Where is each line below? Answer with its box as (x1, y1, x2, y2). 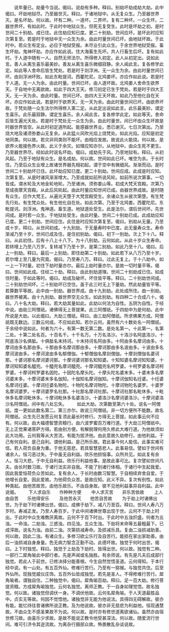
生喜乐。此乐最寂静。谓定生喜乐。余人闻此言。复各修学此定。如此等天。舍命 (5, 111, 164, 117)
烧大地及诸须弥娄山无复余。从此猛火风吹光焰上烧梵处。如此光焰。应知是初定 (5, 130, 164, 136)
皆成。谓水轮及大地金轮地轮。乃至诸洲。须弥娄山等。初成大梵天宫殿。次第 (5, 181, 159, 186)
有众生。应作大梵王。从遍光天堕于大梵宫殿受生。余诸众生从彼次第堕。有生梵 (5, 193, 164, 199)
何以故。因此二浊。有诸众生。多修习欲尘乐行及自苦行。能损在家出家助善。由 (5, 533, 164, 539)
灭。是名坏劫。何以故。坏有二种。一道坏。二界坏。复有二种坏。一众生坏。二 (5, 17, 164, 23)
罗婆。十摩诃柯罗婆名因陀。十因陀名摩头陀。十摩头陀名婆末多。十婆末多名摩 (5, 370, 164, 375)
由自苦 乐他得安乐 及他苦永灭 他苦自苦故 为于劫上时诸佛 (5, 496, 153, 501)
